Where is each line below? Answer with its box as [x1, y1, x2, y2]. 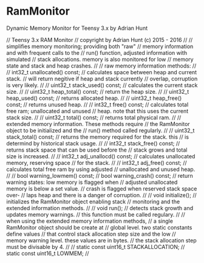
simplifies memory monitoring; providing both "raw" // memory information [6, 43, 194, 50]
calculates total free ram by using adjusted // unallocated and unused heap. [6, 166, 195, 173]
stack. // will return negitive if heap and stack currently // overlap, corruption [6, 75, 198, 82]
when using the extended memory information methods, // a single [6, 217, 173, 225]
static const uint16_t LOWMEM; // [6, 250, 89, 257]
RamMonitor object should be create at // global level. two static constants [6, 223, 192, 231]
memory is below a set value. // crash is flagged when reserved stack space [6, 184, 197, 192]
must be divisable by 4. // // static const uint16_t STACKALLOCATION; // [6, 243, 185, 250]
